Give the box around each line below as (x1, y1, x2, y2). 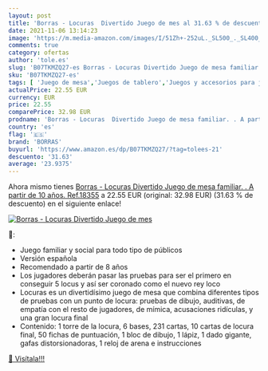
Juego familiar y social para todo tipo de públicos (19, 245, 183, 255)
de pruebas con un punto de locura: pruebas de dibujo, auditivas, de (19, 296, 246, 306)
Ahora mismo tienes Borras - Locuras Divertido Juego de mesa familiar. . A (8, 182, 254, 191)
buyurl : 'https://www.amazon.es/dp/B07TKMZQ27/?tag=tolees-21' (8, 145, 223, 153)
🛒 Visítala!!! (8, 354, 45, 364)
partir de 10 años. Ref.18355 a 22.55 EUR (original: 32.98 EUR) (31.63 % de (8, 191, 254, 200)
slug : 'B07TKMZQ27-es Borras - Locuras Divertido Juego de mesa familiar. (8, 64, 262, 72)
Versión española (19, 254, 77, 263)
